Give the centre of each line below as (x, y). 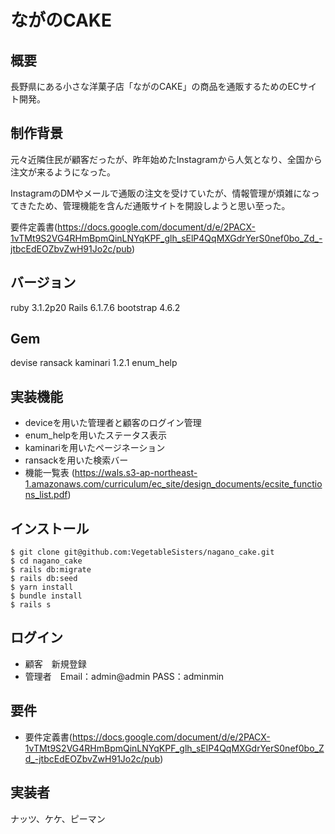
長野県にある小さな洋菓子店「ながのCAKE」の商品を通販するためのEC (155, 86)
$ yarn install (42, 587)
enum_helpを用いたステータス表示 (96, 435)
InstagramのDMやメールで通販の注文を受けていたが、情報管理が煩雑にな (161, 193)
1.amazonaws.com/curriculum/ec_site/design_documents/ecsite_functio (173, 484)
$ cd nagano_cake (46, 561)
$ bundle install (46, 596)
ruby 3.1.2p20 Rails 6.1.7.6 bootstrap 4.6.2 (95, 307)
